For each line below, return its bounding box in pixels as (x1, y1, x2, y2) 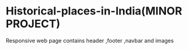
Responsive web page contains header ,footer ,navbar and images (6, 37, 174, 44)
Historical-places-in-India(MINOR (6, 4, 182, 18)
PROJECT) (6, 17, 61, 31)
